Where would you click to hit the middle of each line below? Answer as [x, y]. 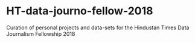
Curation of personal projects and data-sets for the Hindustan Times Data [98, 27]
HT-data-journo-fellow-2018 [80, 11]
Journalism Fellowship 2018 [41, 33]
